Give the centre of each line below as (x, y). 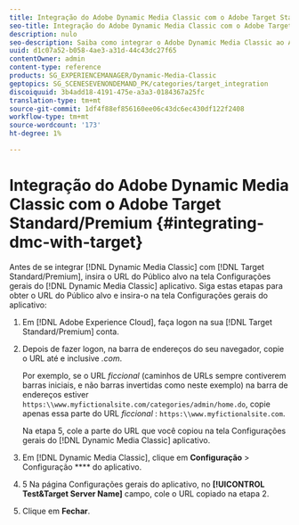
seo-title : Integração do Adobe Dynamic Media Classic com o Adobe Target (151, 26)
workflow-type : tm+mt (49, 117)
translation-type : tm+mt (55, 100)
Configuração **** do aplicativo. (82, 467)
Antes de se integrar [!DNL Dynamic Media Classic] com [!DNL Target (137, 267)
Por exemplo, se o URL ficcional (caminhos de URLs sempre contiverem (154, 375)
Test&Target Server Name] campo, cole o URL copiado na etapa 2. (145, 493)
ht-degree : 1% (36, 134)
